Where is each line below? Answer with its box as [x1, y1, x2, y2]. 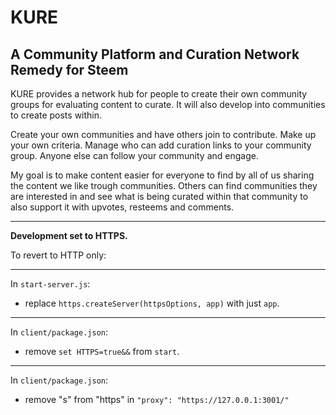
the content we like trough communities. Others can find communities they [10, 180, 318, 191]
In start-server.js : [10, 278, 91, 290]
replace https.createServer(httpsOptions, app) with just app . [24, 297, 280, 309]
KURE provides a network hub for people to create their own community [10, 88, 308, 100]
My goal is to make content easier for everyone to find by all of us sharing [10, 169, 315, 181]
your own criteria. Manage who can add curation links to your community [10, 139, 312, 151]
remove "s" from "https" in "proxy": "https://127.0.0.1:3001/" [24, 394, 290, 405]
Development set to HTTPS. [10, 230, 128, 241]
